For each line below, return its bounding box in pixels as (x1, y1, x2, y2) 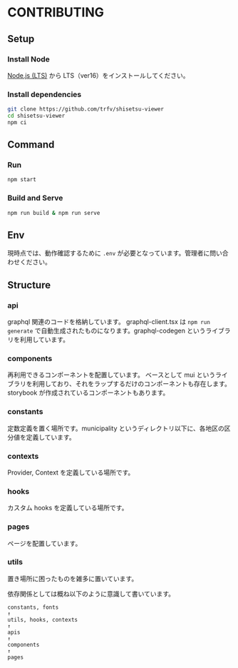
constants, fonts (7, 604, 59, 611)
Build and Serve (7, 193, 63, 203)
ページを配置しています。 (7, 539, 82, 547)
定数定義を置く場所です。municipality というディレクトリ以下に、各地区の (7, 424, 224, 432)
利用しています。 (19, 335, 70, 344)
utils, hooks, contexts (7, 616, 78, 623)
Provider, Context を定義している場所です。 (7, 468, 135, 477)
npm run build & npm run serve (7, 209, 100, 216)
